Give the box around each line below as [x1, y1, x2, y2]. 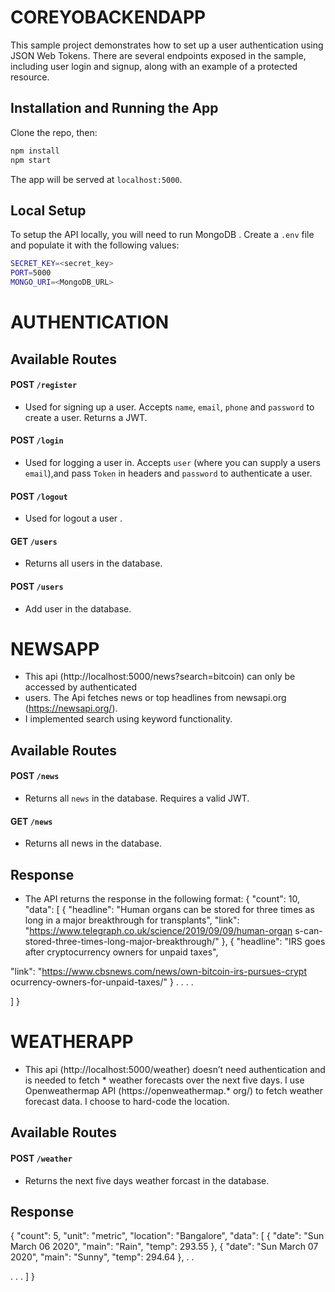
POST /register [10, 379, 78, 391]
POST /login [10, 434, 64, 446]
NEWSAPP [10, 637, 100, 660]
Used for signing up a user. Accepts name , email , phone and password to [24, 401, 315, 413]
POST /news [10, 770, 60, 782]
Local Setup [10, 202, 87, 219]
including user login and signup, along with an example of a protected [10, 60, 298, 72]
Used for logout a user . [24, 512, 123, 525]
